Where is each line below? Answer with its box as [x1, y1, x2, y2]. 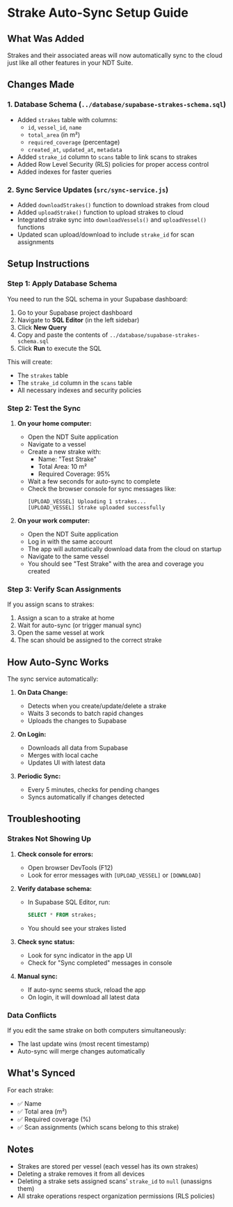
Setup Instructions [7, 258, 90, 270]
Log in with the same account [27, 537, 113, 546]
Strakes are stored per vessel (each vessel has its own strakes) [17, 1162, 199, 1170]
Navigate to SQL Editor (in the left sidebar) [17, 315, 140, 324]
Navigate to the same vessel [27, 552, 109, 560]
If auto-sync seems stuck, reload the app [27, 985, 146, 994]
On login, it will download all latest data [27, 993, 140, 1001]
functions [17, 223, 45, 231]
